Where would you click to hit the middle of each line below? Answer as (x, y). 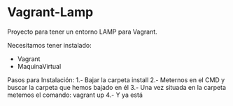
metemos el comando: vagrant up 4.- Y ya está (75, 95)
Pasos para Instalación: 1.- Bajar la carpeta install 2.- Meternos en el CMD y (116, 80)
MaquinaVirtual (39, 66)
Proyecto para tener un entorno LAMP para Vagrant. (82, 32)
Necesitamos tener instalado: (50, 45)
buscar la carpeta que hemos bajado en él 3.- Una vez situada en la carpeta (116, 87)
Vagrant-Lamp (50, 12)
